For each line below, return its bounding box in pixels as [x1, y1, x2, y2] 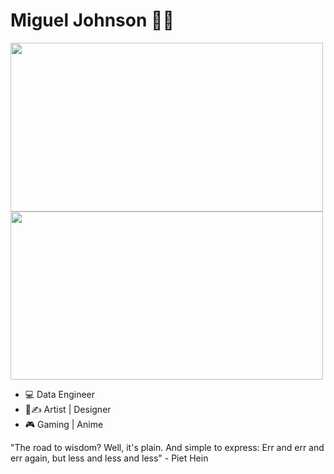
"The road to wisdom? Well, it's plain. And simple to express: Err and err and [10, 441, 325, 453]
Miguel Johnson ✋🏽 [10, 9, 175, 32]
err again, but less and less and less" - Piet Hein [10, 452, 209, 464]
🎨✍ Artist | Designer [24, 403, 112, 415]
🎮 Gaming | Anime [24, 418, 104, 430]
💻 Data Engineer [24, 388, 96, 400]
